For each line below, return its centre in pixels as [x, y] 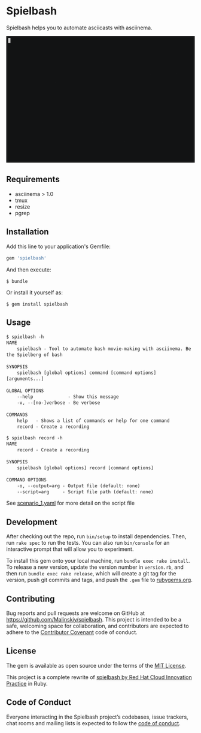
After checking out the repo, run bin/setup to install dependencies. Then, [96, 536]
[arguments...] [25, 379]
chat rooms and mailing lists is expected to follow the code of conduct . [93, 723]
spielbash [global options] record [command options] [85, 468]
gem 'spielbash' [26, 258]
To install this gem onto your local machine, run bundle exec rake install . [98, 561]
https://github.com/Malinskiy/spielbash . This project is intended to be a [94, 619]
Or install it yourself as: [34, 292]
